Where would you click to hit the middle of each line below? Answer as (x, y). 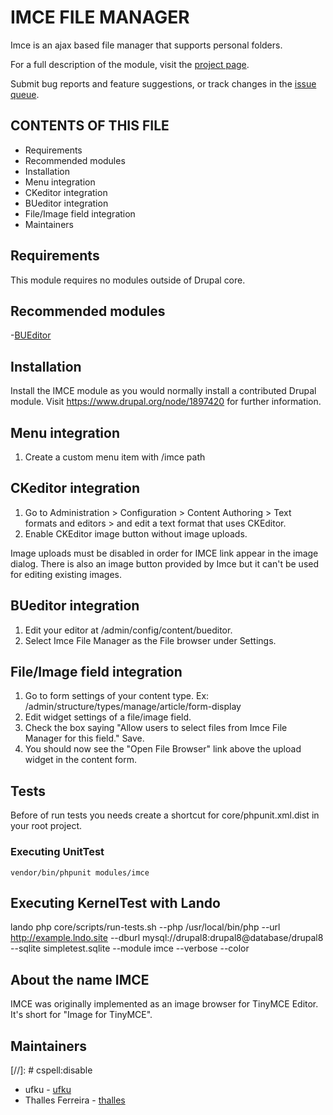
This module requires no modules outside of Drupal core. (128, 280)
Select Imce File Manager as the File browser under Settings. (150, 640)
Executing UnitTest (57, 852)
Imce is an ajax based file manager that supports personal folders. (146, 45)
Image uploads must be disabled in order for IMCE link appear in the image (164, 553)
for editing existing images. (66, 574)
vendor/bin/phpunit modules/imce (80, 872)
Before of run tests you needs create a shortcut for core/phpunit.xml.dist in (165, 815)
